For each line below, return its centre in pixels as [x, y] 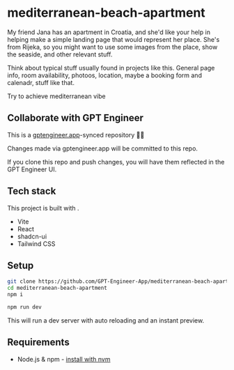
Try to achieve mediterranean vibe [56, 96]
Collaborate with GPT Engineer [76, 118]
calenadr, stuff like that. [41, 82]
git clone [22, 282]
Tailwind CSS [36, 244]
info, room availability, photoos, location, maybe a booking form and [104, 75]
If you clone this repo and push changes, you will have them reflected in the [116, 162]
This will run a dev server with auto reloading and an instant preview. [106, 320]
